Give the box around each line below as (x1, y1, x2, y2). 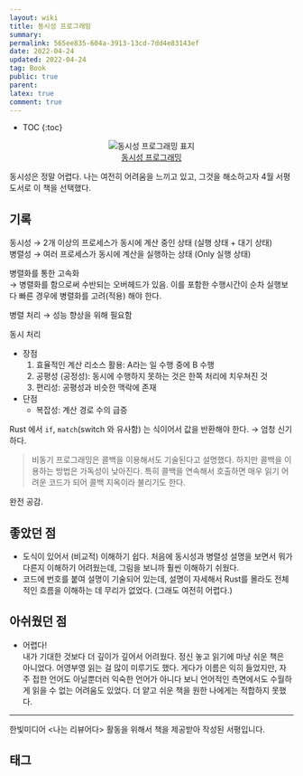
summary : (9, 30, 42, 39)
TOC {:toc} (22, 122, 63, 133)
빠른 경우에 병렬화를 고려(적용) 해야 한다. (18, 290, 162, 301)
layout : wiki (9, 13, 59, 23)
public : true (9, 72, 59, 81)
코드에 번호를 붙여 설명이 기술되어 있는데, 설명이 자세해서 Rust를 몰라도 (22, 573, 273, 584)
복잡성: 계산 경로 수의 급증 (35, 404, 128, 416)
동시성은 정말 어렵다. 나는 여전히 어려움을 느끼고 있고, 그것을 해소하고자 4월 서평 (9, 171, 291, 182)
